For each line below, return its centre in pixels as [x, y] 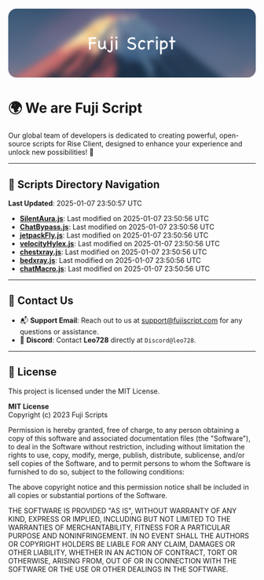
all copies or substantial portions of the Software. [88, 495]
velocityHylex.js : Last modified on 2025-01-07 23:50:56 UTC [119, 244]
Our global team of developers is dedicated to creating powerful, [113, 135]
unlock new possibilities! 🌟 [51, 152]
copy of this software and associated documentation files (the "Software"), [130, 438]
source [20, 144]
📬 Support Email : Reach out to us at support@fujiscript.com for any [131, 320]
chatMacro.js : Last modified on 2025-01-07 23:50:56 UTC [115, 269]
